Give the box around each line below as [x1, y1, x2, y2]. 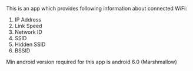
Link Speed [14, 23, 42, 29]
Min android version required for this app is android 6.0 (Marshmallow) [6, 58, 178, 65]
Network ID [14, 29, 42, 35]
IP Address [14, 16, 42, 23]
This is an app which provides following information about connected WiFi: [6, 5, 187, 12]
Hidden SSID [14, 41, 46, 48]
